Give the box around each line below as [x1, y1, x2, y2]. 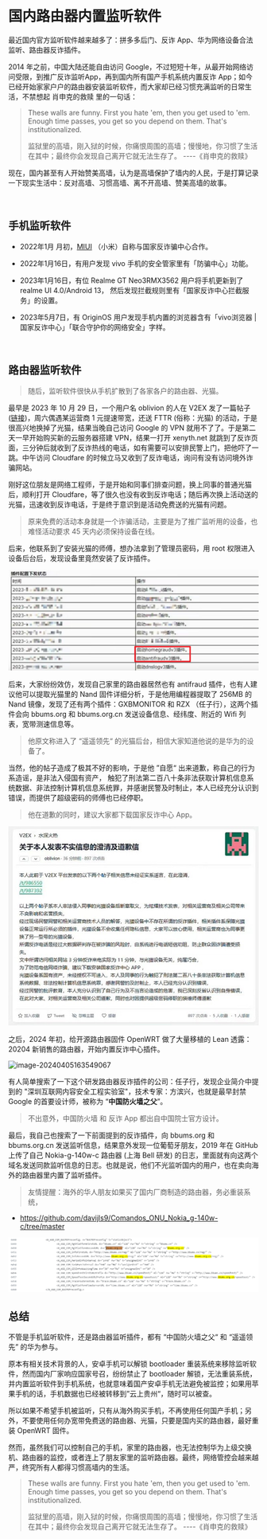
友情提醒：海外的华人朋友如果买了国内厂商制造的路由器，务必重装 [27, 1187, 244, 1196]
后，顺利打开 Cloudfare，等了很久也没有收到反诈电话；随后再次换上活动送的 [8, 489, 258, 499]
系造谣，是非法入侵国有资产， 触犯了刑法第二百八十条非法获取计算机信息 [8, 773, 247, 782]
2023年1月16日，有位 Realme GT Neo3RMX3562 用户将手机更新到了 [19, 276, 244, 285]
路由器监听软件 [8, 363, 82, 377]
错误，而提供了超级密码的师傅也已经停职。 [8, 793, 148, 802]
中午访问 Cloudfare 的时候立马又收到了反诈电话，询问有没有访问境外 [21, 452, 246, 462]
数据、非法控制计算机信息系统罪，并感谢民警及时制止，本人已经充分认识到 [14, 782, 259, 793]
